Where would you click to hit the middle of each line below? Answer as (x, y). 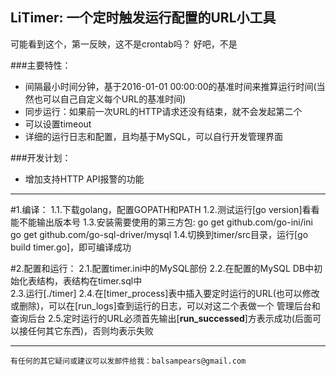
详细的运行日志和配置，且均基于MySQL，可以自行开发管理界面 (153, 136)
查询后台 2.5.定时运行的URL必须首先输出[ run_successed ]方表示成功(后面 (161, 318)
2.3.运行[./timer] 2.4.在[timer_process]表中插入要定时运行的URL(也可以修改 (165, 293)
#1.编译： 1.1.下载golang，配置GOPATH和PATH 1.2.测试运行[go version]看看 (165, 209)
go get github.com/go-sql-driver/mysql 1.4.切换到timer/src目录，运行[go (159, 234)
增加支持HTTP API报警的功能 (84, 179)
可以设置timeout (58, 124)
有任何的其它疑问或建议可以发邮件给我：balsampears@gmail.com (128, 361)
